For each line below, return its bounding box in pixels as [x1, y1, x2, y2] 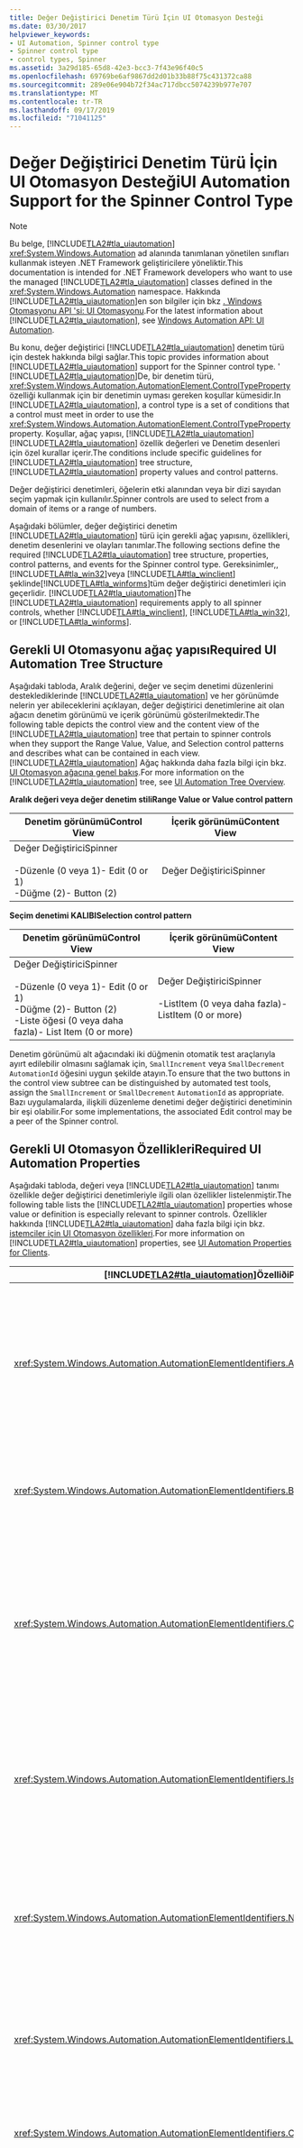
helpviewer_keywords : [9, 30, 91, 39]
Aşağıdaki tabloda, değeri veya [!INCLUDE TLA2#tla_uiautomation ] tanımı [9, 1180, 280, 1190]
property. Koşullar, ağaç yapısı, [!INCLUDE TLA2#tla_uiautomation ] [9, 428, 255, 439]
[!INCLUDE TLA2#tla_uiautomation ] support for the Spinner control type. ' [9, 362, 281, 372]
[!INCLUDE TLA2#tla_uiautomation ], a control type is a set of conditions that [9, 399, 290, 410]
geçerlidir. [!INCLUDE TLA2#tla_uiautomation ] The [9, 588, 192, 599]
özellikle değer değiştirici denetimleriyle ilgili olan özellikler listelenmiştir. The [9, 1189, 292, 1200]
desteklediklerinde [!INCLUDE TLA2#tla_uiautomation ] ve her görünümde [9, 690, 280, 701]
